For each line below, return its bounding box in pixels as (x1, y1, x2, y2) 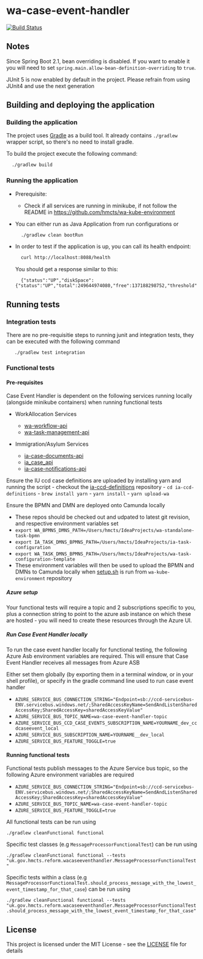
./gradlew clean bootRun (21, 232, 84, 238)
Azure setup (6, 588, 38, 596)
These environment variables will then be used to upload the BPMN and (15, 562, 195, 569)
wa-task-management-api (24, 429, 90, 436)
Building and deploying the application (6, 100, 155, 110)
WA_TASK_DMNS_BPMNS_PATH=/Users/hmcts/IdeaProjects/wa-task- (34, 551, 192, 557)
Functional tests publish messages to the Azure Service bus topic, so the (6, 764, 188, 772)
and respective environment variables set (15, 520, 119, 527)
